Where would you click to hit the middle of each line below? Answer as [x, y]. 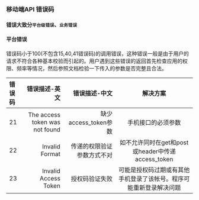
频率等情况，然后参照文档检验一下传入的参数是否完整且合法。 [92, 68]
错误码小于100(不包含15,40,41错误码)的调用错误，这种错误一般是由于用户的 [98, 53]
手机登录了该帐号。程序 [151, 179]
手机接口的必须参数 [154, 122]
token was [46, 122]
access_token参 [91, 122]
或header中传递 [154, 151]
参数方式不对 [95, 155]
